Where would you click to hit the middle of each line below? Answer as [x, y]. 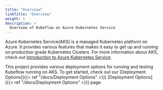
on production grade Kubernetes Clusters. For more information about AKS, [82, 52]
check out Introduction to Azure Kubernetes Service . [59, 57]
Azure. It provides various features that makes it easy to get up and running [82, 47]
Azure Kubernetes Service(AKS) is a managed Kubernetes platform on [76, 42]
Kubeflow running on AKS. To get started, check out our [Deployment [76, 72]
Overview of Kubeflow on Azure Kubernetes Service [63, 28]
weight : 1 [15, 19]
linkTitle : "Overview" [28, 14]
